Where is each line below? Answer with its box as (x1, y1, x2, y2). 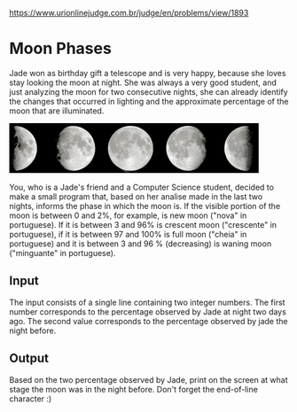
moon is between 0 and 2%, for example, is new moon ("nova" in (9, 210, 247, 221)
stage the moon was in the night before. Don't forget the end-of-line (9, 384, 259, 394)
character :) (9, 393, 52, 404)
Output (9, 351, 49, 366)
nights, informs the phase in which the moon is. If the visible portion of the (9, 200, 281, 211)
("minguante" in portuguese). (9, 247, 116, 258)
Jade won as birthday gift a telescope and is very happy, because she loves (9, 67, 286, 78)
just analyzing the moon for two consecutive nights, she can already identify (9, 86, 288, 97)
